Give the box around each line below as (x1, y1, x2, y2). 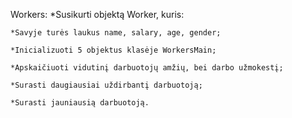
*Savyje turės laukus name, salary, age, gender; (10, 28, 222, 38)
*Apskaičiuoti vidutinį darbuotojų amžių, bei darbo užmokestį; (10, 63, 284, 73)
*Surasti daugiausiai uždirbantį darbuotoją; (10, 80, 203, 90)
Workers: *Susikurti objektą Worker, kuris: (10, 9, 185, 20)
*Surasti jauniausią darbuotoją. (10, 98, 150, 108)
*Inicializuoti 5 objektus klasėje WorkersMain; (10, 45, 217, 55)
